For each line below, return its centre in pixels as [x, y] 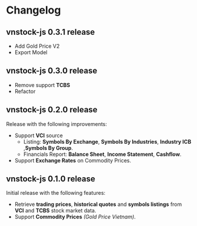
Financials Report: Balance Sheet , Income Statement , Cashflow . [102, 154]
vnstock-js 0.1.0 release [51, 179]
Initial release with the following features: [56, 193]
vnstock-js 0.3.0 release [52, 71]
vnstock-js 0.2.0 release [52, 110]
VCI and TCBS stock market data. [55, 211]
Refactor [25, 91]
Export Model [31, 52]
